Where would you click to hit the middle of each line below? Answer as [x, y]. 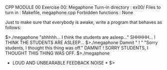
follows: [13, 27]
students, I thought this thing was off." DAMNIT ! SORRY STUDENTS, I [77, 48]
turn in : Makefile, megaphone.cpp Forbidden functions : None [69, 12]
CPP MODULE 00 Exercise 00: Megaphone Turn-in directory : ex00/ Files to [83, 7]
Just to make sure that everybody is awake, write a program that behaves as [84, 22]
